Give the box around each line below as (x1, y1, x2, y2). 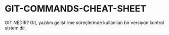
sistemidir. (5, 24, 26, 30)
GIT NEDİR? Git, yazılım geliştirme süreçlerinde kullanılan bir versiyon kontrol (5, 19, 164, 25)
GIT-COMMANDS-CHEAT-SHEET (5, 3, 146, 14)
